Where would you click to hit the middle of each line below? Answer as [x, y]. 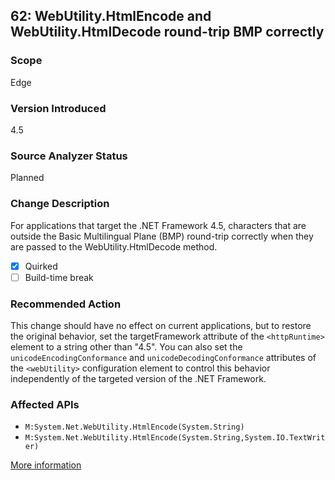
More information [46, 465]
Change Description [60, 204]
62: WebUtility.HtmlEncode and [111, 16]
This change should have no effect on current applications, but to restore [161, 325]
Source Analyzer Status [69, 156]
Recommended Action [66, 304]
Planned [27, 178]
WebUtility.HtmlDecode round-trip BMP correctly [167, 32]
